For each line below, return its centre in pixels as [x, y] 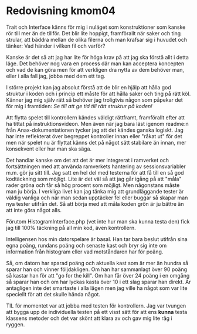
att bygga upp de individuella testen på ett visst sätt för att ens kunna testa [97, 312]
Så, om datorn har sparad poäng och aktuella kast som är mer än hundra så [97, 263]
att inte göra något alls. [34, 210]
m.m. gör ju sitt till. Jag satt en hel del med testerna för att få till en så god [95, 172]
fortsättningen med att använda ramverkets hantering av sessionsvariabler [96, 166]
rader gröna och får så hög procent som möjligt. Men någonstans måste [93, 185]
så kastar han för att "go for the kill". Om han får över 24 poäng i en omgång [98, 275]
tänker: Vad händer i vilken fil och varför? [56, 46]
